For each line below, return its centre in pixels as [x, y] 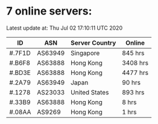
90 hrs [131, 82]
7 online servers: [49, 11]
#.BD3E [20, 73]
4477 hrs [135, 73]
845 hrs [133, 53]
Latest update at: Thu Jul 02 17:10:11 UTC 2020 [64, 28]
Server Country [93, 42]
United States [90, 92]
